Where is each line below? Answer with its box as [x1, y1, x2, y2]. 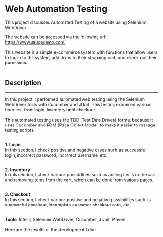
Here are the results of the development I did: [5, 226, 96, 232]
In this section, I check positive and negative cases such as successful [5, 147, 147, 153]
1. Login [5, 142, 21, 147]
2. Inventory [5, 166, 30, 173]
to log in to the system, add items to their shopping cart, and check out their [5, 54, 157, 60]
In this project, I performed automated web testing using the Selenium [5, 96, 145, 102]
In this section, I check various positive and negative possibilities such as [5, 196, 151, 202]
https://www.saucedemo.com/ [5, 39, 66, 45]
